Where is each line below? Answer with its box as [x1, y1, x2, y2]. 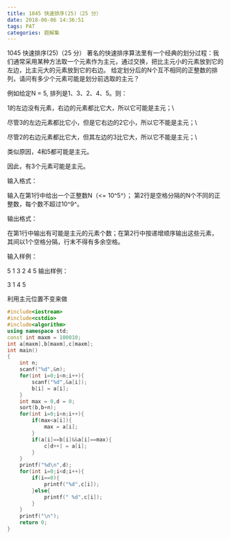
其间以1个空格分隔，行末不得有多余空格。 [7, 238, 124, 246]
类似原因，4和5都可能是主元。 [7, 148, 93, 156]
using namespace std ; [7, 328, 69, 334]
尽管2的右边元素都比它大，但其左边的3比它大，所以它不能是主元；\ [7, 133, 198, 141]
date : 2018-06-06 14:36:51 [7, 16, 84, 23]
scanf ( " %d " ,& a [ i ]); [32, 378, 88, 385]
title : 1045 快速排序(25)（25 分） [7, 10, 102, 17]
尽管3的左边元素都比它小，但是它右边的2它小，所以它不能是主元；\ [7, 118, 198, 127]
